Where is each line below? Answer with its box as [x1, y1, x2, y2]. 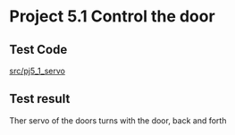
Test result [9, 91, 71, 106]
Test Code [9, 42, 68, 57]
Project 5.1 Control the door [9, 6, 216, 27]
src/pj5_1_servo [9, 65, 65, 76]
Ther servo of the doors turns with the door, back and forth [9, 114, 227, 126]
